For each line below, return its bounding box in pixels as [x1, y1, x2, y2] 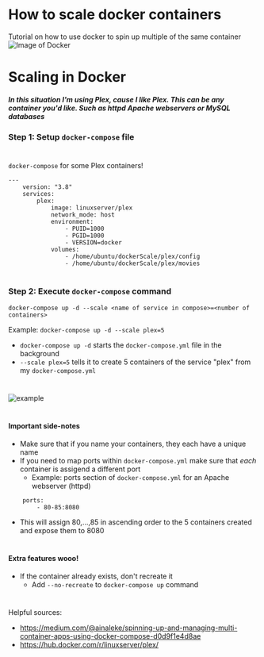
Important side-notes [8, 421, 81, 431]
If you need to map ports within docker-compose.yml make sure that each [19, 455, 257, 465]
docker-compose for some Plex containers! [8, 161, 144, 171]
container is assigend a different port [19, 464, 141, 474]
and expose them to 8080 [19, 525, 105, 535]
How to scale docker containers [8, 6, 222, 24]
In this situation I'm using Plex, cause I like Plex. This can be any [8, 94, 224, 104]
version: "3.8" [22, 183, 73, 191]
